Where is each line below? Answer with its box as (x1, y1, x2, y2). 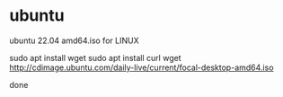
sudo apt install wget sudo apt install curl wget (9, 52, 181, 63)
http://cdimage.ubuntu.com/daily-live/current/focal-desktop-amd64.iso (9, 62, 274, 73)
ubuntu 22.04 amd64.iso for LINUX (9, 35, 139, 46)
